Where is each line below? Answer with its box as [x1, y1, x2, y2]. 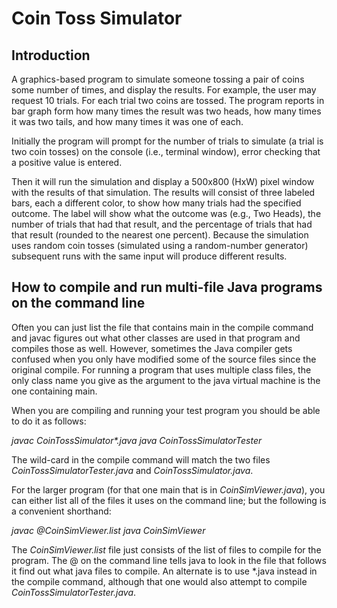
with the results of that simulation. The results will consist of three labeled [11, 187, 316, 198]
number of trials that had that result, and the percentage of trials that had [11, 218, 313, 230]
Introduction [11, 47, 91, 64]
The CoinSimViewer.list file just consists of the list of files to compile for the [11, 543, 322, 556]
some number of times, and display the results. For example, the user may [11, 84, 317, 96]
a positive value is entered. [11, 157, 123, 168]
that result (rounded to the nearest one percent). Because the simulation [11, 229, 309, 241]
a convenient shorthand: [11, 505, 112, 517]
